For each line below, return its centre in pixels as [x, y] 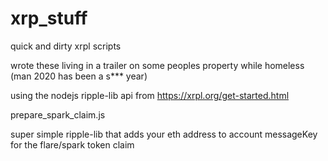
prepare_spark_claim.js [58, 114]
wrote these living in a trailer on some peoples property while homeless [157, 65]
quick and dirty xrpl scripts [66, 46]
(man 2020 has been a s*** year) [79, 76]
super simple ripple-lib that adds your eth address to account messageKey [164, 134]
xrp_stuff [49, 18]
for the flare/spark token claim [72, 144]
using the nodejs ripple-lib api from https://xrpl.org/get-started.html [150, 95]
